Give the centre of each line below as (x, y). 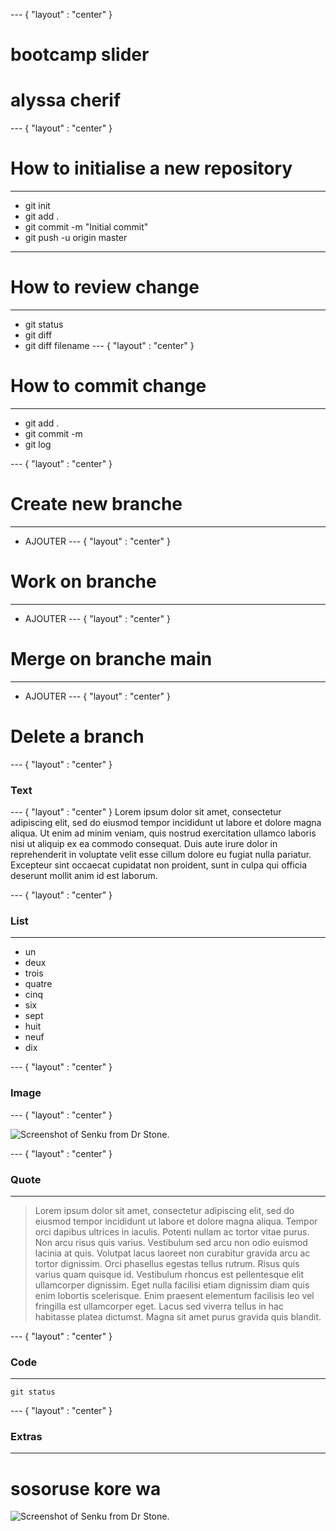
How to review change (105, 287)
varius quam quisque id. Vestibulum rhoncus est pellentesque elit (169, 1274)
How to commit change (108, 386)
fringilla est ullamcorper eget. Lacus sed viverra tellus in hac (159, 1306)
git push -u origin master (76, 238)
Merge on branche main (111, 659)
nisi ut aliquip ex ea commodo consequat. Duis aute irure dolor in (144, 843)
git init (37, 206)
